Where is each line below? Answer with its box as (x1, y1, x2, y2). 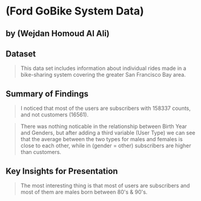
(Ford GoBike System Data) (5, 4, 144, 18)
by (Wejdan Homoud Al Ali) (5, 28, 110, 39)
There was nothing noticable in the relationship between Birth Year (20, 123, 187, 130)
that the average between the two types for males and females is (20, 136, 183, 143)
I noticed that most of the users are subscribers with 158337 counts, (20, 104, 191, 112)
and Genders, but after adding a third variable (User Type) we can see (20, 129, 196, 136)
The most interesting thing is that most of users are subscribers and (20, 182, 190, 190)
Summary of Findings (5, 89, 89, 99)
